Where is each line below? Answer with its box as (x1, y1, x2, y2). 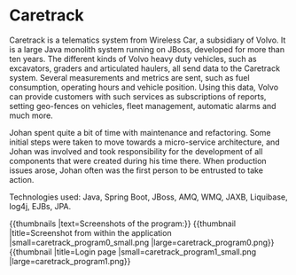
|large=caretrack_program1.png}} (9, 255, 131, 266)
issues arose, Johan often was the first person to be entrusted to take (9, 165, 264, 176)
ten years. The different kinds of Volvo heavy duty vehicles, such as (9, 53, 257, 64)
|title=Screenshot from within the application (9, 227, 172, 238)
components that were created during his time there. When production (9, 155, 268, 166)
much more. (9, 110, 53, 121)
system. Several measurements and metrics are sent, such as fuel (9, 72, 250, 82)
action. (9, 174, 35, 185)
